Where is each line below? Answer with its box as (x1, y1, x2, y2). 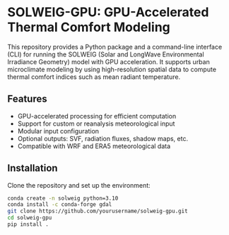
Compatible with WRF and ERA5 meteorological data (17, 142, 171, 150)
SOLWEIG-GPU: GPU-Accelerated (7, 4, 209, 20)
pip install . (7, 221, 49, 228)
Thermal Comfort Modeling (7, 19, 171, 35)
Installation (7, 162, 58, 174)
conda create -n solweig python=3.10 (7, 195, 119, 202)
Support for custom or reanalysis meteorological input (17, 119, 175, 128)
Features (7, 93, 47, 105)
